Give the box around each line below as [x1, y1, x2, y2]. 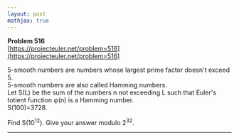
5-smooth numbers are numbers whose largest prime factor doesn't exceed [7, 65, 230, 74]
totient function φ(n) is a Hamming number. [7, 95, 134, 104]
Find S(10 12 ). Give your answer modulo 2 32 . [7, 117, 135, 126]
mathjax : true [7, 17, 50, 24]
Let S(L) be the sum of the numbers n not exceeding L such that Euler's [7, 88, 217, 97]
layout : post [7, 10, 46, 18]
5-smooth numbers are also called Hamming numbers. [7, 80, 167, 89]
